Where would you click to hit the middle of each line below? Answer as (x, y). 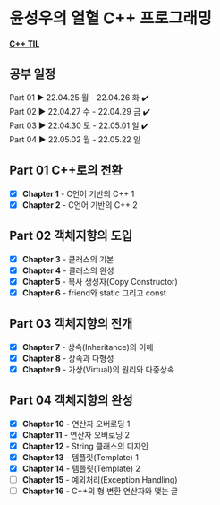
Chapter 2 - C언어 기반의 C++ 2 (80, 205)
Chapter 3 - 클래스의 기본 (68, 259)
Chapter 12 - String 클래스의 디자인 (85, 446)
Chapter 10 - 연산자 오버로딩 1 (76, 424)
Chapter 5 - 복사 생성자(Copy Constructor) (100, 281)
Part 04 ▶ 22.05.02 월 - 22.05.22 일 (75, 139)
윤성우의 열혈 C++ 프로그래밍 (110, 18)
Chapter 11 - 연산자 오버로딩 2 (76, 434)
